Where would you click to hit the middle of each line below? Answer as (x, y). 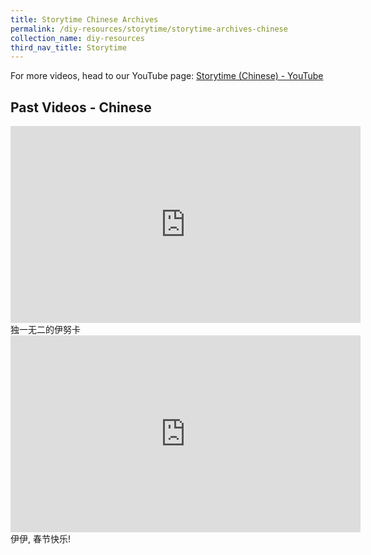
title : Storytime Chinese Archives (84, 19)
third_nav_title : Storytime (69, 47)
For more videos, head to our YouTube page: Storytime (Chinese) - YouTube (167, 76)
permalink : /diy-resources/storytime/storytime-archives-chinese (149, 29)
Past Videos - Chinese (81, 107)
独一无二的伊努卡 (45, 330)
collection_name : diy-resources (77, 38)
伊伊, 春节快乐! (40, 539)
